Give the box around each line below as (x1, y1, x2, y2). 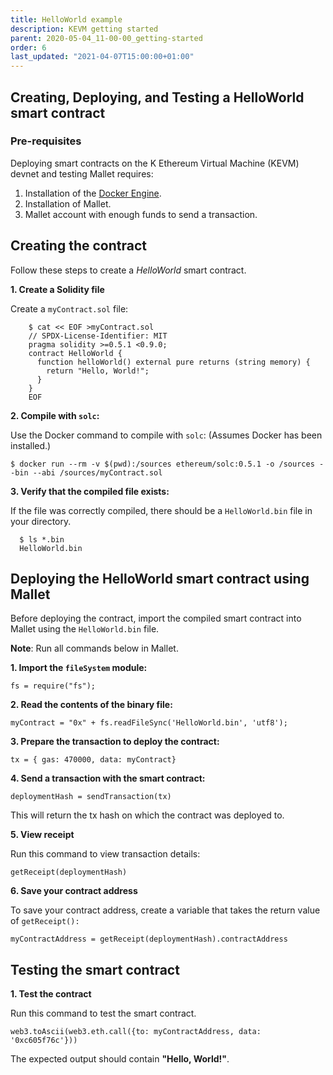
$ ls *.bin (19, 534, 65, 545)
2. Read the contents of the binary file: (10, 699, 173, 711)
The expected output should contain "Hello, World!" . (10, 1053, 230, 1065)
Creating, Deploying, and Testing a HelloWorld (10, 89, 305, 106)
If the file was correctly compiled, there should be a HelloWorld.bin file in (10, 504, 313, 516)
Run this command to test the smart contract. (10, 1007, 197, 1020)
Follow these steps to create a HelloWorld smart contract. (10, 264, 247, 276)
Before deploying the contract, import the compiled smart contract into (10, 612, 302, 625)
